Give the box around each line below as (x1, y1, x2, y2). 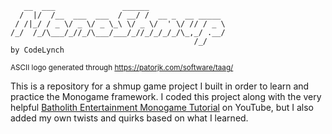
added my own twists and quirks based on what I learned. (10, 112, 249, 124)
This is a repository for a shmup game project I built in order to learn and (10, 80, 310, 92)
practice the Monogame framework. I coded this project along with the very (10, 91, 322, 102)
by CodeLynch (10, 45, 65, 55)
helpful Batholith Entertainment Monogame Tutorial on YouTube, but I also (10, 102, 314, 113)
